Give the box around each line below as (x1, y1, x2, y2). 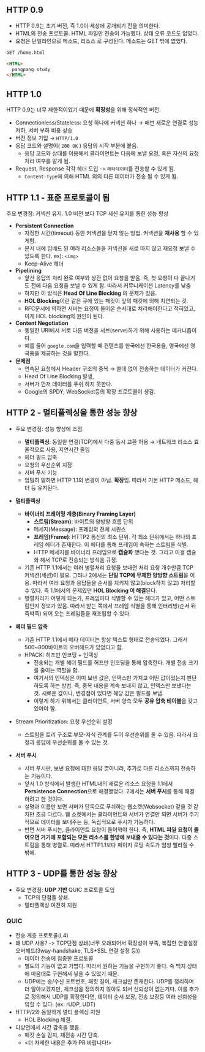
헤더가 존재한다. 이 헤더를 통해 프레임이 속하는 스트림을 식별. (45, 541, 188, 548)
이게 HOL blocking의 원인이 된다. (24, 312, 105, 319)
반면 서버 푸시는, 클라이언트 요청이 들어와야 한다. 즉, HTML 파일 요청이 (24, 826, 193, 833)
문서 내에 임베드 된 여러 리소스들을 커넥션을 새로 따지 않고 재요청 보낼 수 (24, 245, 196, 252)
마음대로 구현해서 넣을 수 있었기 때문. (31, 970, 119, 977)
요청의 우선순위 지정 (24, 461, 72, 468)
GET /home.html (6, 49, 45, 56)
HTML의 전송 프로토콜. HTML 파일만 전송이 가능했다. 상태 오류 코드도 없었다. (15, 29, 199, 37)
